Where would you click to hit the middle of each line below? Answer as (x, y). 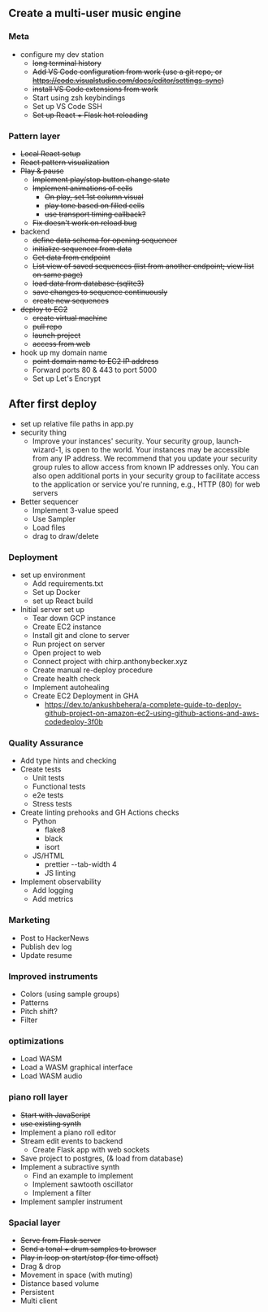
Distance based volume (60, 1283)
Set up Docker (56, 593)
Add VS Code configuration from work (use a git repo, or (127, 72)
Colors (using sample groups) (70, 994)
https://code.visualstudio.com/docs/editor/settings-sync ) (128, 80)
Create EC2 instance (67, 627)
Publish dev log (46, 947)
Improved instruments (53, 976)
